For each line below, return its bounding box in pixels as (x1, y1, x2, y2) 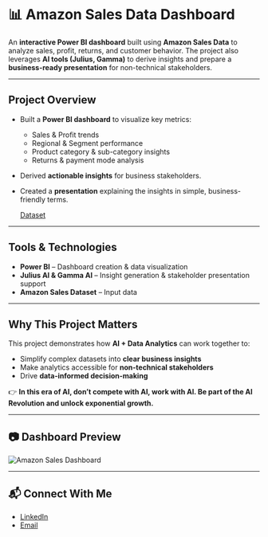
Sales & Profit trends (31, 130, 100, 139)
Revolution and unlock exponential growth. (8, 398, 154, 408)
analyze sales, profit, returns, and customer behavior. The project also (8, 45, 239, 55)
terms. (47, 194, 69, 204)
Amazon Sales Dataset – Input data (19, 287, 138, 296)
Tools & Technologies (8, 241, 117, 254)
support (19, 279, 46, 288)
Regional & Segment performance (31, 138, 144, 147)
